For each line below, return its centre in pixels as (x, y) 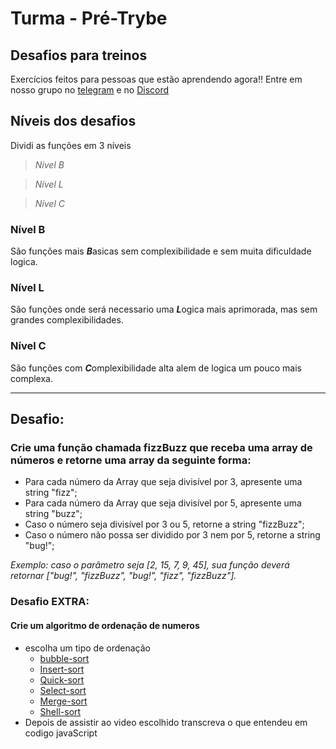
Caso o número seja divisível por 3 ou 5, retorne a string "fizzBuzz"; (164, 524)
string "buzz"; (53, 514)
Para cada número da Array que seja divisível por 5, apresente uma (163, 503)
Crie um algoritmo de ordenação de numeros (105, 625)
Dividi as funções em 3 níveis (71, 145)
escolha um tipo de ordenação (87, 648)
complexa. (32, 378)
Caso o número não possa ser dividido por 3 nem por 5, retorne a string (172, 535)
